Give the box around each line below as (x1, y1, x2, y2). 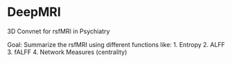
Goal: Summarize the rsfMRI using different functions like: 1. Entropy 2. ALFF (7, 40, 225, 48)
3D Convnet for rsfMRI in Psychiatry (7, 27, 110, 35)
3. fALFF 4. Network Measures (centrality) (7, 48, 127, 56)
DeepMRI (7, 4, 61, 20)
